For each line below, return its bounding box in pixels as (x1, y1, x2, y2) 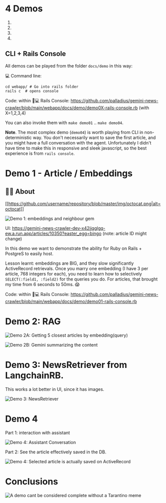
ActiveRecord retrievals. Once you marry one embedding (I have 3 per (5, 265, 149, 271)
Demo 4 (5, 413, 38, 425)
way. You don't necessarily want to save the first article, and (33, 135, 156, 141)
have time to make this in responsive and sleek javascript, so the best (5, 145, 147, 151)
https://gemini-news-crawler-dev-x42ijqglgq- (12, 225, 106, 231)
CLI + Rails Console (5, 50, 66, 58)
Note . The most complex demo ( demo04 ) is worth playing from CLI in (5, 129, 144, 135)
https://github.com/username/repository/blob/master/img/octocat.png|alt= (8, 201, 161, 207)
